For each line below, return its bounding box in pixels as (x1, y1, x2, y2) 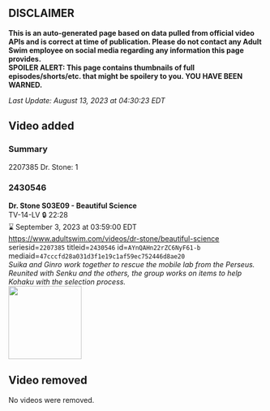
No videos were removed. (8, 395, 95, 405)
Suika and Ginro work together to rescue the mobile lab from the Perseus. (8, 259, 255, 269)
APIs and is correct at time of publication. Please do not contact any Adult (8, 37, 262, 46)
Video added (8, 119, 75, 133)
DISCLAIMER (8, 6, 75, 20)
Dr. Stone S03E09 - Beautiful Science (8, 201, 138, 210)
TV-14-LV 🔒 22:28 (8, 210, 69, 219)
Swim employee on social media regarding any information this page (8, 45, 245, 55)
